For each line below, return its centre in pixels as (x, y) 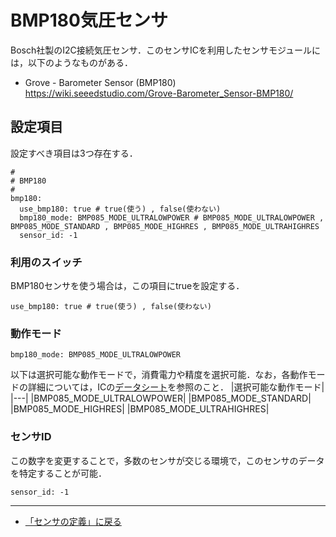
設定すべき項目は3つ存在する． (74, 153)
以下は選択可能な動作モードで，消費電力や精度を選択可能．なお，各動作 (159, 375)
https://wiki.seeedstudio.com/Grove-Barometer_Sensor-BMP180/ (159, 93)
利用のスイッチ (46, 262)
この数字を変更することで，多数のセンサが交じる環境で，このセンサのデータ (167, 460)
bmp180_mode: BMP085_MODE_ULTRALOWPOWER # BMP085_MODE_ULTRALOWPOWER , (172, 217)
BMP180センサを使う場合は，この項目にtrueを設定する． (127, 286)
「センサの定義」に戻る (73, 521)
